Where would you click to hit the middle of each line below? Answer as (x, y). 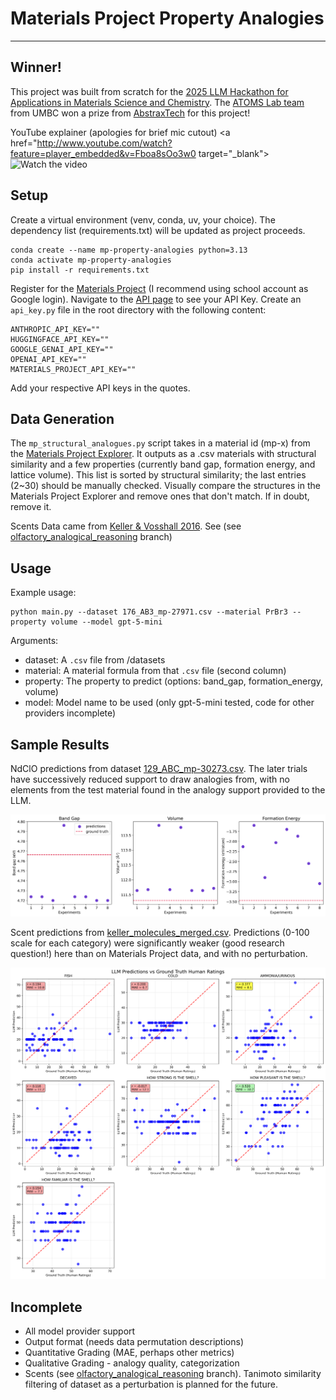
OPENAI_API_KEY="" (48, 359)
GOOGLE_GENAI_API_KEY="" (62, 349)
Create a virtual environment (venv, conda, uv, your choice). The (143, 219)
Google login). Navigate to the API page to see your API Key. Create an (156, 299)
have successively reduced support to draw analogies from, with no (150, 779)
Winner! (36, 67)
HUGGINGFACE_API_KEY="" (60, 339)
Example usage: (43, 593)
